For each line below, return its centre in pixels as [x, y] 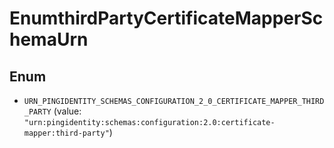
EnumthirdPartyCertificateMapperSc [166, 18]
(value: [67, 111]
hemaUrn [49, 39]
